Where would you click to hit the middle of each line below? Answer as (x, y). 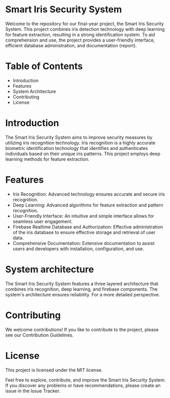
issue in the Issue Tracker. (33, 391)
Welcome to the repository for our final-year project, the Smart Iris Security (84, 24)
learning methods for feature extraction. (47, 159)
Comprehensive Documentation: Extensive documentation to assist (83, 243)
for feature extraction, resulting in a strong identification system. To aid (80, 34)
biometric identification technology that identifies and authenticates (77, 148)
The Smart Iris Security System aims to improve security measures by (79, 137)
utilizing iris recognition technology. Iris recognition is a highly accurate (80, 143)
